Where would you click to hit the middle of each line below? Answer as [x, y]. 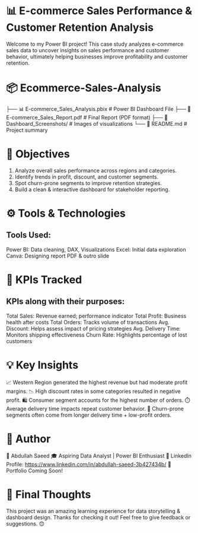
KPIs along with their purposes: [66, 302]
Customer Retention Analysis [80, 28]
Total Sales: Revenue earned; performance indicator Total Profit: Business [96, 316]
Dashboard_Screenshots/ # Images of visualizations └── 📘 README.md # [97, 123]
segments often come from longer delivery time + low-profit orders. [89, 415]
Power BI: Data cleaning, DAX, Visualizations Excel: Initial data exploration [96, 249]
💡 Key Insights [42, 365]
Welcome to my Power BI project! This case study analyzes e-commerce [95, 44]
